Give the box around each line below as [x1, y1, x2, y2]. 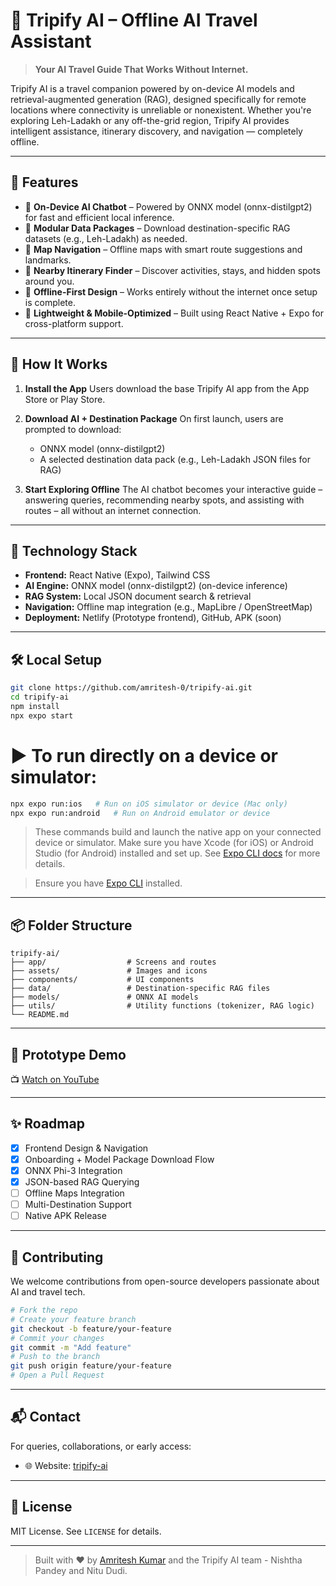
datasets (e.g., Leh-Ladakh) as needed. [24, 232, 188, 244]
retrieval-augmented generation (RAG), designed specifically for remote [10, 93, 307, 105]
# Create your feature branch [10, 1314, 137, 1324]
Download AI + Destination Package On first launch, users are [24, 412, 284, 424]
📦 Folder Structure [10, 917, 133, 934]
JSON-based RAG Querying [24, 1176, 140, 1188]
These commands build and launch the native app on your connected [34, 826, 322, 838]
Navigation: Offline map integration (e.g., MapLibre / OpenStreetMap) [24, 601, 313, 613]
